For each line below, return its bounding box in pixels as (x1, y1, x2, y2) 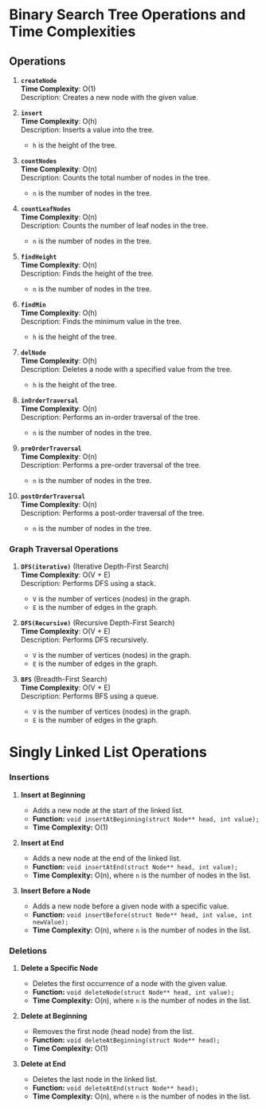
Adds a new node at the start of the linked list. (32, 805, 184, 815)
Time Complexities (9, 22, 136, 41)
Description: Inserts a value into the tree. (20, 125, 155, 134)
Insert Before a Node (20, 885, 91, 895)
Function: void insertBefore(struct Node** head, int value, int (32, 909, 253, 919)
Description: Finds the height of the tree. (20, 269, 154, 278)
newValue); (32, 918, 69, 926)
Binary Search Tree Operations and (9, 6, 246, 24)
